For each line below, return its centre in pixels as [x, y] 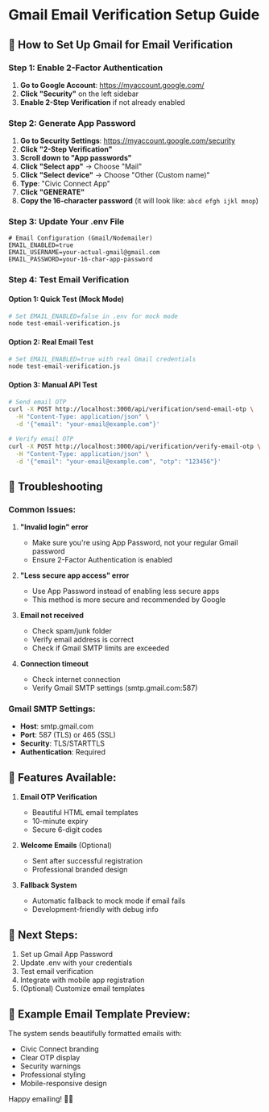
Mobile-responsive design [63, 1083]
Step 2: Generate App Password [72, 123]
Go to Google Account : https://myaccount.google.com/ [112, 85]
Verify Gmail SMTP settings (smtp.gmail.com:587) [115, 688]
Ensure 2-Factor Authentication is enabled [102, 560]
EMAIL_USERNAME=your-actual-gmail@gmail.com [84, 253]
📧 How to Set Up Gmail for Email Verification [121, 45]
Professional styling [53, 1074]
